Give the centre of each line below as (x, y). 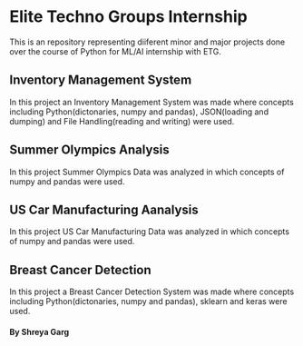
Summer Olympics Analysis (89, 150)
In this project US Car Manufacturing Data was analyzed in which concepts (150, 232)
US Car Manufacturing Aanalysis (104, 209)
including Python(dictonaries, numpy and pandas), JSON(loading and (139, 112)
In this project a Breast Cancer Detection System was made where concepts (152, 292)
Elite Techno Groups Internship (128, 17)
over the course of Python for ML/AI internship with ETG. (116, 51)
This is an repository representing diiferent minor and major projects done (147, 42)
